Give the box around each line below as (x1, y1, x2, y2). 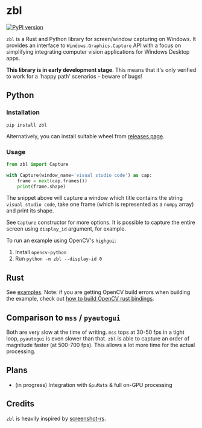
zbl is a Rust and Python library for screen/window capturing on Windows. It (6, 35, 196, 42)
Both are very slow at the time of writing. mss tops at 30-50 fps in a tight (6, 328, 185, 336)
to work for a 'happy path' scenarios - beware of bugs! (6, 72, 143, 80)
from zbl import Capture (6, 161, 69, 167)
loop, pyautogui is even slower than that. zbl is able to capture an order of (6, 335, 190, 342)
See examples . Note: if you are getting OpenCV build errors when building (6, 289, 191, 296)
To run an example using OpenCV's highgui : (6, 237, 116, 244)
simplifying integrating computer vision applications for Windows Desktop (6, 48, 190, 55)
